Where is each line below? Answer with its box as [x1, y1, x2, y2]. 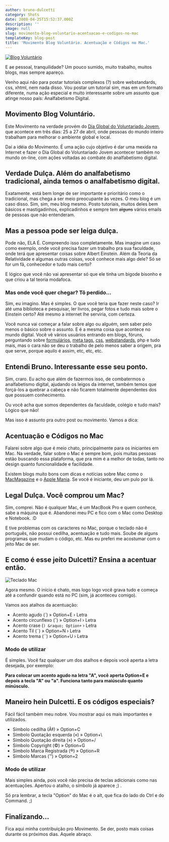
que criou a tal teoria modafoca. [5, 276, 72, 283]
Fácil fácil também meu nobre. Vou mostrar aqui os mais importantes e [5, 711, 152, 717]
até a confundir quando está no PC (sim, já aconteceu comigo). [5, 592, 137, 598]
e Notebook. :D [5, 515, 37, 521]
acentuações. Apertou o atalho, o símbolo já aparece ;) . [5, 782, 122, 788]
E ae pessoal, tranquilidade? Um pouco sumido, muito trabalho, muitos [5, 64, 152, 70]
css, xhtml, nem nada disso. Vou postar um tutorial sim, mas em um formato [5, 84, 163, 90]
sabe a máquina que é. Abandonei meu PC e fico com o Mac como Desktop [5, 510, 163, 516]
